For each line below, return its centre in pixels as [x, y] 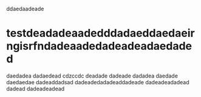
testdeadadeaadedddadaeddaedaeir [101, 33]
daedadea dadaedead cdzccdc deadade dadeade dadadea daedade [92, 76]
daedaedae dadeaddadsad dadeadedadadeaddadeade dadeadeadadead [98, 82]
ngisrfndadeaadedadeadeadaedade [99, 46]
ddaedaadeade [25, 9]
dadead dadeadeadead [36, 89]
